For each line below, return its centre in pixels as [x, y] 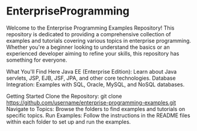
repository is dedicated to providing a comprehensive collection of [89, 34]
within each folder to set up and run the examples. [69, 121]
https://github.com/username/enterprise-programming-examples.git [91, 102]
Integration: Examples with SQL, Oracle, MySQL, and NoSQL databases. [95, 84]
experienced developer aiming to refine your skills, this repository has [93, 53]
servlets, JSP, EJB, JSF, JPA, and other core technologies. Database [91, 78]
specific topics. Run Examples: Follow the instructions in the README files [98, 115]
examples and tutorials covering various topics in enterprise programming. [99, 40]
